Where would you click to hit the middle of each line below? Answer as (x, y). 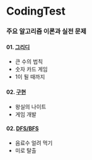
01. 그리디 (18, 47)
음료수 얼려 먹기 (34, 143)
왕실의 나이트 (31, 106)
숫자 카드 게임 (31, 69)
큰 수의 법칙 (29, 61)
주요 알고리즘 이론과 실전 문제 (46, 32)
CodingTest (36, 11)
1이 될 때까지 (30, 77)
